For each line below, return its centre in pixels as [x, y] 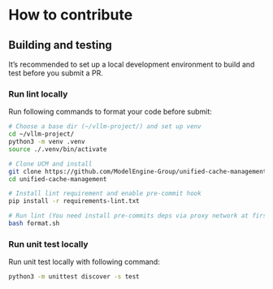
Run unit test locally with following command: [84, 262]
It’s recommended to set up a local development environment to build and [132, 64]
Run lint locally [38, 93]
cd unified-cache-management [58, 179]
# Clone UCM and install [50, 164]
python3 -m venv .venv [47, 142]
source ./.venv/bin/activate [58, 149]
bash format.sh [34, 224]
